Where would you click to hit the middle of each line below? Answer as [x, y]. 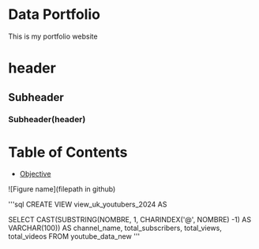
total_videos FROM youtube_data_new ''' [74, 236]
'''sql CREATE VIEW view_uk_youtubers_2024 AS [88, 204]
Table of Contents [68, 152]
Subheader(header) [47, 120]
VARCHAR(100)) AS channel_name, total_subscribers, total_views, [115, 228]
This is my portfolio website [53, 36]
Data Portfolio [54, 15]
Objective [35, 174]
